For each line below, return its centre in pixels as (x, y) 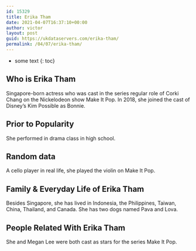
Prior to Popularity (40, 124)
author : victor (25, 28)
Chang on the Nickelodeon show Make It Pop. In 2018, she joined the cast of (98, 99)
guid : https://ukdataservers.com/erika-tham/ (62, 39)
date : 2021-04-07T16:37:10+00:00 (47, 22)
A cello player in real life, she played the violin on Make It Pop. (81, 171)
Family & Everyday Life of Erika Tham (75, 189)
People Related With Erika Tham (66, 228)
